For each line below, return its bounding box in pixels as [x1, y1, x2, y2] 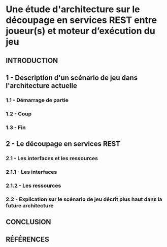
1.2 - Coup [6, 110, 32, 117]
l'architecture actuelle [6, 81, 78, 90]
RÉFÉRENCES [6, 235, 50, 243]
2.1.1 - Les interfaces [6, 168, 57, 175]
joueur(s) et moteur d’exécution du [6, 25, 155, 37]
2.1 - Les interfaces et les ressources [6, 155, 98, 162]
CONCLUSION [6, 218, 51, 227]
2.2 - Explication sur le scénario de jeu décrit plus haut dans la [6, 196, 162, 203]
